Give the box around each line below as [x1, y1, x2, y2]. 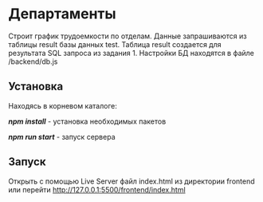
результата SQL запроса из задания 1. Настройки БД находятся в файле [8, 48, 255, 57]
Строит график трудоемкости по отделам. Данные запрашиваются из [8, 31, 247, 41]
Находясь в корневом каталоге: [8, 101, 117, 110]
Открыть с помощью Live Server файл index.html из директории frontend [8, 176, 255, 186]
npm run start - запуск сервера [8, 132, 116, 141]
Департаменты [8, 5, 117, 23]
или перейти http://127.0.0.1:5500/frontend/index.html [8, 184, 186, 194]
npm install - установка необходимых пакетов [8, 117, 167, 126]
